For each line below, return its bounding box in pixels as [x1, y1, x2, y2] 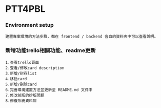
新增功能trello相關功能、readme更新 [5, 47, 96, 54]
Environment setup [5, 22, 54, 29]
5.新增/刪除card [5, 82, 37, 87]
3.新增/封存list [5, 70, 37, 76]
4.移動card [5, 76, 27, 81]
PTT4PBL [5, 3, 46, 15]
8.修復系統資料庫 [5, 98, 37, 103]
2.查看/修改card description [5, 65, 65, 70]
